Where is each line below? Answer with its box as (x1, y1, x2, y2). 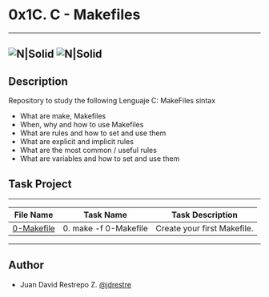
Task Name (83, 209, 128, 220)
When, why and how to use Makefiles (19, 120, 144, 130)
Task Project (8, 177, 72, 191)
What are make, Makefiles (19, 111, 106, 121)
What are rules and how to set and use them (19, 128, 167, 138)
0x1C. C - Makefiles (8, 6, 141, 24)
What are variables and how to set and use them (19, 154, 180, 163)
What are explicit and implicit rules (19, 137, 134, 146)
